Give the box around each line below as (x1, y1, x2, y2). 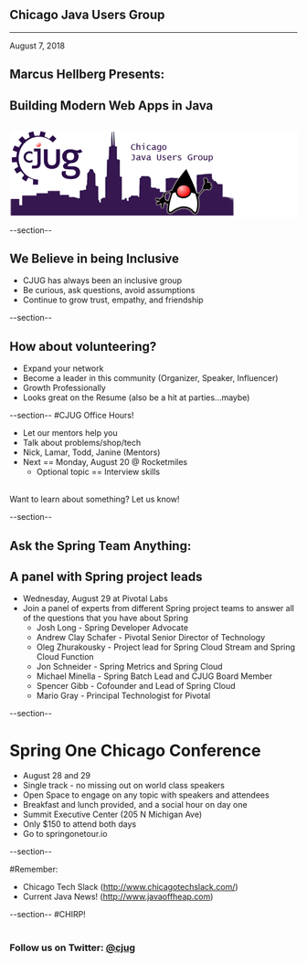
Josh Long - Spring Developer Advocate (36, 622, 189, 633)
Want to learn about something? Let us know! (9, 493, 180, 505)
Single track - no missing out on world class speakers (22, 780, 226, 791)
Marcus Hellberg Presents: (9, 67, 165, 82)
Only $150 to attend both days (22, 819, 137, 830)
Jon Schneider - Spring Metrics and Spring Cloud (36, 661, 223, 672)
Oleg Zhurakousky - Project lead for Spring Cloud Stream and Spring (36, 641, 295, 652)
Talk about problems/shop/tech (22, 438, 142, 449)
